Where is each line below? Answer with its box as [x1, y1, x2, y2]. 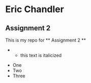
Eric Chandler [5, 4, 65, 15]
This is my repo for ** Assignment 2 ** [5, 37, 86, 43]
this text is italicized [20, 52, 62, 58]
